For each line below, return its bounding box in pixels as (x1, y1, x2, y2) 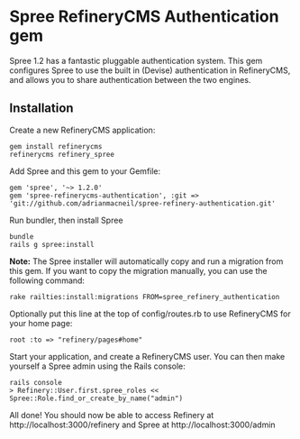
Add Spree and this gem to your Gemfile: (9, 165, 161, 177)
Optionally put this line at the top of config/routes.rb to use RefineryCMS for (9, 308, 291, 319)
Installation (9, 101, 74, 116)
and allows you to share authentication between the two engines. (9, 74, 251, 85)
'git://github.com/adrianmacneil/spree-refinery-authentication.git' (9, 198, 277, 208)
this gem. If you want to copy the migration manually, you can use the (9, 265, 268, 276)
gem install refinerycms (9, 142, 103, 151)
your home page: (9, 317, 73, 328)
